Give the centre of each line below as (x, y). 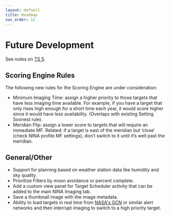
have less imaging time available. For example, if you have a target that (87, 103)
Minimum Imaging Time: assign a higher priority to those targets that (85, 97)
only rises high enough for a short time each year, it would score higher (88, 109)
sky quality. (25, 175)
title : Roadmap (22, 15)
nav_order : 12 (20, 19)
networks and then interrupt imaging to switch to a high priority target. (87, 208)
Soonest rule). (27, 120)
